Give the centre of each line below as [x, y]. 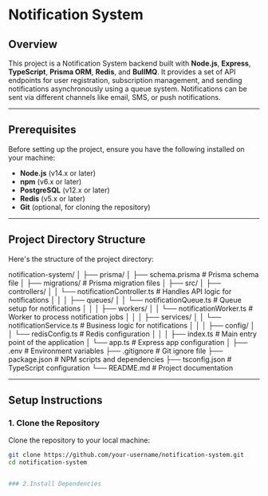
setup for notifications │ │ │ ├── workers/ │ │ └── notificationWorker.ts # [131, 308]
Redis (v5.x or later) [52, 198]
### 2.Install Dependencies [55, 484]
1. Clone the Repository [54, 423]
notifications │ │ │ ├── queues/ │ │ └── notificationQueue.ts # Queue [125, 300]
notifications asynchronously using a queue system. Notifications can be [128, 89]
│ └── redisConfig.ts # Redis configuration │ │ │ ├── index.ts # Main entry [133, 334]
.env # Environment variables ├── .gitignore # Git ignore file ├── [116, 351]
